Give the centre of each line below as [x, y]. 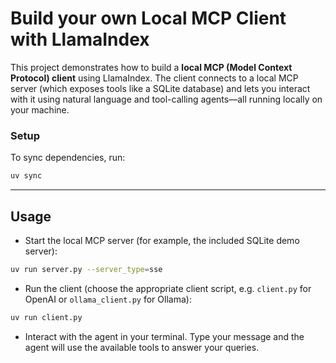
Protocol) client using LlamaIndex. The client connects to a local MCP [154, 78]
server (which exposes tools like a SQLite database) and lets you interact [160, 88]
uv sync [26, 176]
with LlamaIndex [80, 39]
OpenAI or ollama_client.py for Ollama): [108, 299]
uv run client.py [46, 317]
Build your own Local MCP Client [148, 18]
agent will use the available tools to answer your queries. [142, 347]
